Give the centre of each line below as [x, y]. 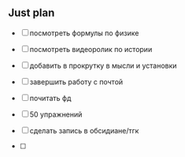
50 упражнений [56, 114]
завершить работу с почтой [76, 81]
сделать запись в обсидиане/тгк [84, 130]
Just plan [31, 13]
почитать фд [50, 98]
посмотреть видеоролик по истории [91, 49]
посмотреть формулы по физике [84, 33]
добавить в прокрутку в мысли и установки [103, 65]
